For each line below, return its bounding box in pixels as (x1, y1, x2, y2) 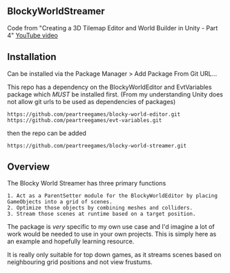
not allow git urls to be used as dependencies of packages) (7, 97, 176, 105)
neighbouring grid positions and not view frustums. (7, 258, 153, 266)
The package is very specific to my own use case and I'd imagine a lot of (7, 223, 215, 231)
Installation (7, 51, 57, 63)
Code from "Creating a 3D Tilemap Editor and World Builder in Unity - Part (7, 23, 218, 32)
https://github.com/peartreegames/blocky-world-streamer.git (7, 142, 187, 149)
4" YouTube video (7, 31, 59, 39)
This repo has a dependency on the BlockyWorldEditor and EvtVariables (7, 83, 212, 91)
